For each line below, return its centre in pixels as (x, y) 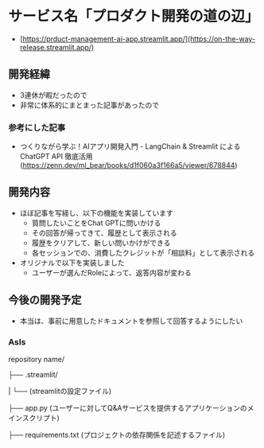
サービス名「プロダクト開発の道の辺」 (134, 16)
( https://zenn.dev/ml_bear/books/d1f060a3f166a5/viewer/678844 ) (128, 166)
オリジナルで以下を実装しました (72, 263)
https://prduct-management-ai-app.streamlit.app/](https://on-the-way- (139, 39)
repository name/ (37, 359)
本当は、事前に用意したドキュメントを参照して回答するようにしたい (131, 321)
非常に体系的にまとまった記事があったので (89, 105)
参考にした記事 (37, 127)
